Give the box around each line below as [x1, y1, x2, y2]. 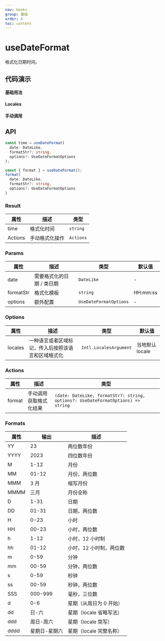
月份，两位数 [68, 471, 98, 478]
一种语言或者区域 [28, 337, 69, 344]
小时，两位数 [68, 526, 98, 533]
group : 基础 [5, 12, 28, 17]
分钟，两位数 [68, 563, 98, 570]
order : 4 [5, 16, 23, 21]
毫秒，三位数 [68, 591, 98, 598]
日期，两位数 [68, 508, 98, 514]
